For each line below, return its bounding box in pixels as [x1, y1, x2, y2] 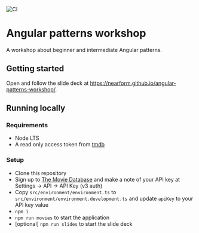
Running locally [6, 103, 66, 114]
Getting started [6, 63, 65, 74]
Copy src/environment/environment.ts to [14, 188, 117, 195]
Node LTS [14, 134, 39, 142]
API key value [14, 201, 49, 209]
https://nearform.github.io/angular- [90, 79, 176, 87]
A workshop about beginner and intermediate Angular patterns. [6, 46, 163, 53]
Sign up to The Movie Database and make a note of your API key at [14, 176, 180, 183]
